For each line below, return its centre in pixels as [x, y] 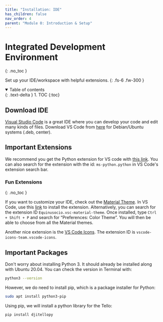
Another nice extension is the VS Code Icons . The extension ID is [70, 232]
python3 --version [24, 278]
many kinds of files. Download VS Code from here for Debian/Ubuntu [74, 127]
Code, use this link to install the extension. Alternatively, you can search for [80, 207]
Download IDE [27, 110]
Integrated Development [55, 47]
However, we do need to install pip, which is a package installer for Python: [80, 288]
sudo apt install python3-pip [36, 296]
